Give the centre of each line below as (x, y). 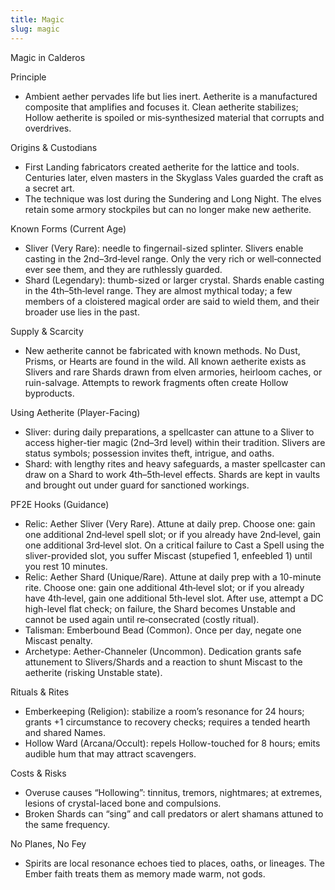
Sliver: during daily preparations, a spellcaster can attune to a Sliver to (169, 432)
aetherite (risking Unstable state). (93, 672)
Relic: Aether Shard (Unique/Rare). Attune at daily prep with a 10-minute (173, 577)
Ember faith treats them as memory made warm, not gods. (145, 873)
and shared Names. (65, 732)
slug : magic (35, 29)
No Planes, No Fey (48, 843)
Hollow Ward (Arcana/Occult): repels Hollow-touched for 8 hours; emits (172, 743)
